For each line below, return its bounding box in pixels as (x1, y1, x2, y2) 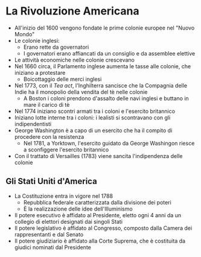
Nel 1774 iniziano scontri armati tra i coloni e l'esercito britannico (14, 107, 176, 115)
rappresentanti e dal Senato (14, 230, 84, 238)
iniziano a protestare (14, 69, 66, 76)
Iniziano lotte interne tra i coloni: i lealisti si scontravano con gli (14, 113, 171, 121)
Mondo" (14, 30, 35, 37)
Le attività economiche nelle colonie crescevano (14, 56, 135, 63)
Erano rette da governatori (23, 43, 89, 51)
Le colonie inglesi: (14, 37, 60, 44)
